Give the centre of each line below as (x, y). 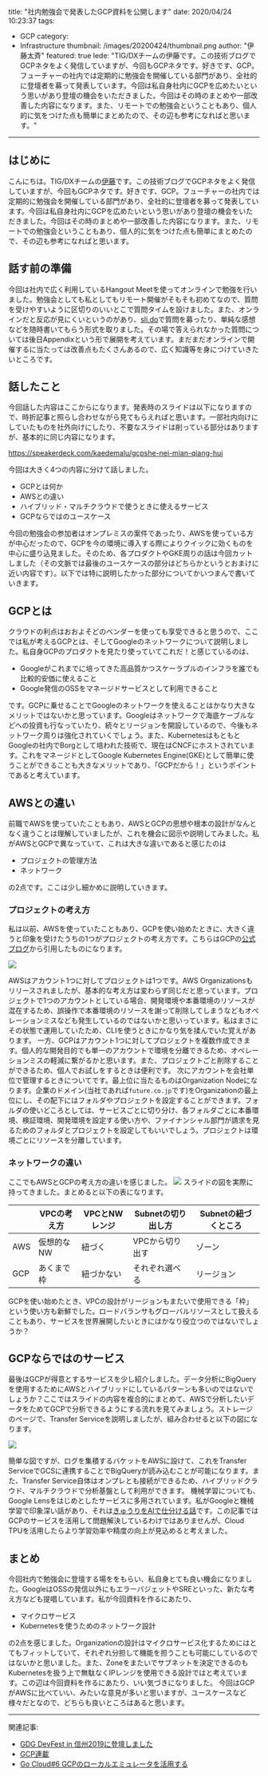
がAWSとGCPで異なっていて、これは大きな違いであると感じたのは (117, 843)
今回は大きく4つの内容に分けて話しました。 (81, 470)
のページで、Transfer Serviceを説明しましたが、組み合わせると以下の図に (130, 1419)
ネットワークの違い (45, 1163)
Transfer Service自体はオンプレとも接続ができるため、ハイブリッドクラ (140, 1481)
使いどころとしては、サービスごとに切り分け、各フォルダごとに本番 (141, 1111)
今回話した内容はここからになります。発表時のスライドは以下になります (127, 407)
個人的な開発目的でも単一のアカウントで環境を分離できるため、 (126, 1051)
